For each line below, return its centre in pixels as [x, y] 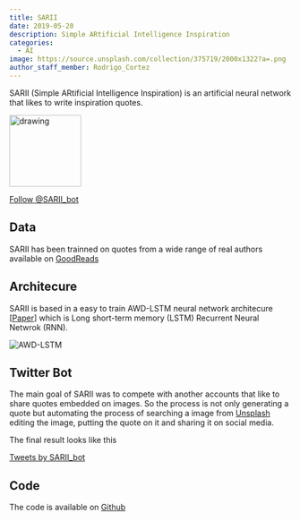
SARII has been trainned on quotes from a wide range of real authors [136, 249]
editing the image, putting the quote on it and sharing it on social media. [142, 423]
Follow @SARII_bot [44, 199]
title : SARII [34, 17]
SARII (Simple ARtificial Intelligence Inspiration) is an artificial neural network [150, 93]
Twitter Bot [41, 372]
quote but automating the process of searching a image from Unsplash [140, 414]
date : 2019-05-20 [42, 26]
